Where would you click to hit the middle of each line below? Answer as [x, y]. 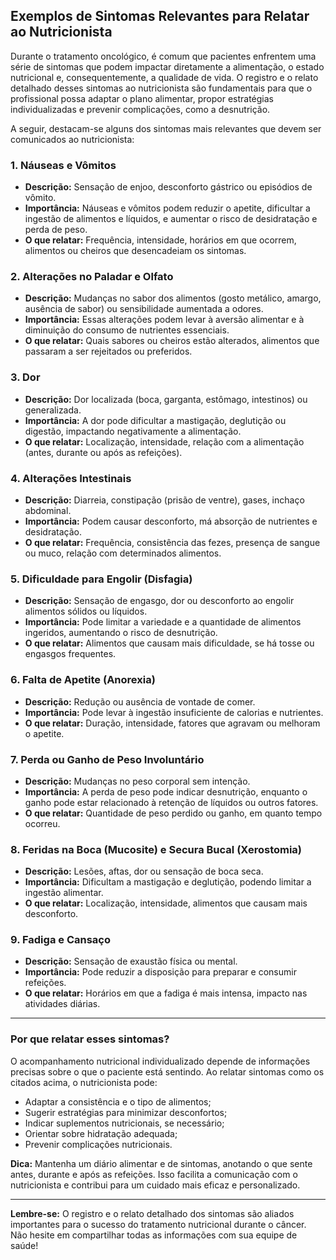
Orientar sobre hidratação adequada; [101, 1133]
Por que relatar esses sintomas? [90, 1039]
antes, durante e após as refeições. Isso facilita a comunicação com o [154, 1174]
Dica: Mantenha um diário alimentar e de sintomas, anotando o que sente [161, 1163]
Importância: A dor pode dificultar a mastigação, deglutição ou [155, 420]
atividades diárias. [62, 1004]
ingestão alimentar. [64, 893]
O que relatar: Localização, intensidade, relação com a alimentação [164, 441]
